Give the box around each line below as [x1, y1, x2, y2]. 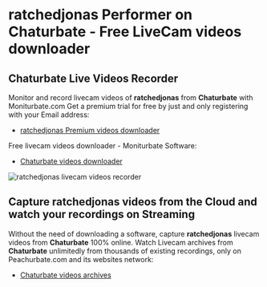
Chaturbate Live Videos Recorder [8, 71, 179, 85]
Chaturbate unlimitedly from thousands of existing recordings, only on [8, 246, 242, 256]
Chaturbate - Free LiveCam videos [8, 22, 242, 41]
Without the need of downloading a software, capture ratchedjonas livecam [8, 228, 260, 238]
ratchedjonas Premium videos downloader [19, 126, 160, 135]
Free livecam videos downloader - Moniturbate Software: [8, 141, 197, 150]
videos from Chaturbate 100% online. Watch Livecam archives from [8, 237, 234, 247]
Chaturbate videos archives [19, 270, 112, 280]
